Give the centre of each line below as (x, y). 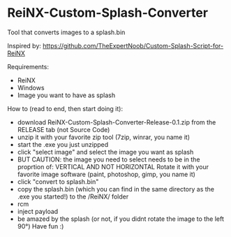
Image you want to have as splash (66, 95)
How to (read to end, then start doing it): (65, 108)
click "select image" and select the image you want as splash (105, 152)
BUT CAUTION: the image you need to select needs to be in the (109, 159)
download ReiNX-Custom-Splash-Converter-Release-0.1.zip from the (117, 122)
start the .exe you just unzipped (63, 144)
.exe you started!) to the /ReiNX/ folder (73, 196)
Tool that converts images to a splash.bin (66, 32)
